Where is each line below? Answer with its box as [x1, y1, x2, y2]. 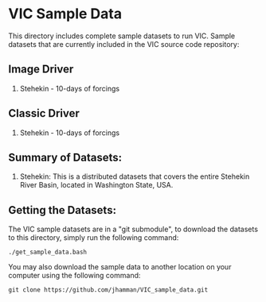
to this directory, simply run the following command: [8, 233, 179, 242]
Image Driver [8, 63, 74, 76]
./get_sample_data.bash [8, 248, 88, 257]
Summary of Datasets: [8, 150, 122, 164]
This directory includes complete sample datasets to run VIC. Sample [8, 31, 236, 41]
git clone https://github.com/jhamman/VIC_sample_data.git [8, 286, 209, 294]
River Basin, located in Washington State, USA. [19, 180, 174, 190]
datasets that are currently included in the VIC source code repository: [8, 39, 240, 48]
